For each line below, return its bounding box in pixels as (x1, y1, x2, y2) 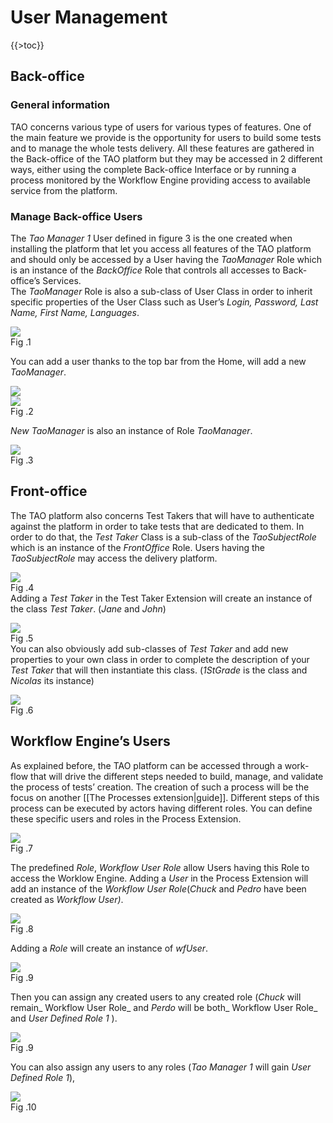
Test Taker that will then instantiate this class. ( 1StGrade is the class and (10, 664, 308, 676)
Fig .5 (10, 632, 34, 644)
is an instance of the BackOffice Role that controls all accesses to (10, 264, 281, 276)
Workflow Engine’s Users (10, 733, 171, 750)
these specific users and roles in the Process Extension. (10, 812, 242, 825)
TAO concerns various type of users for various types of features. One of (10, 121, 312, 133)
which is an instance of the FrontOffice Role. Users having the (10, 541, 266, 553)
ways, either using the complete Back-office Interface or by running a (10, 163, 297, 175)
